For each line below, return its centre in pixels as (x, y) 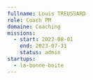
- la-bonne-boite (39, 65)
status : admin (40, 53)
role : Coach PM (29, 20)
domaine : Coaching (34, 26)
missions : (22, 33)
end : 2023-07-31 (44, 46)
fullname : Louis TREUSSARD (46, 14)
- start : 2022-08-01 (43, 40)
